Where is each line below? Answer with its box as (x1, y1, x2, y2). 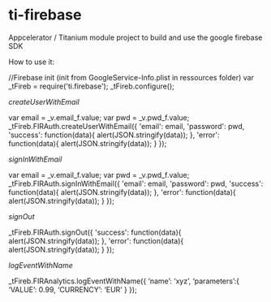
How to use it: (8, 57, 55, 67)
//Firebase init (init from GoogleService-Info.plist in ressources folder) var (8, 72, 254, 82)
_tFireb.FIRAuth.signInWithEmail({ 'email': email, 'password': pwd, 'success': (8, 179, 264, 188)
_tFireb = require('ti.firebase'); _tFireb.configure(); (8, 81, 174, 91)
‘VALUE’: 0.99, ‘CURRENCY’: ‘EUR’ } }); (8, 284, 138, 294)
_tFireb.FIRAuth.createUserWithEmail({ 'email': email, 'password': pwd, (8, 121, 245, 131)
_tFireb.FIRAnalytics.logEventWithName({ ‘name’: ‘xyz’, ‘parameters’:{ (8, 276, 240, 286)
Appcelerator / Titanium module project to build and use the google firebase (8, 32, 263, 42)
